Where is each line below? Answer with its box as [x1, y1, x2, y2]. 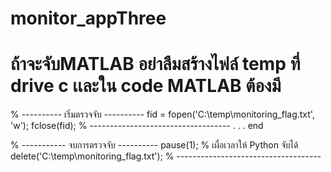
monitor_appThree [10, 7, 167, 30]
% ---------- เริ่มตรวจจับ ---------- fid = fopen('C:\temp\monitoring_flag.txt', [10, 108, 315, 121]
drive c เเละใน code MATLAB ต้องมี [10, 75, 282, 97]
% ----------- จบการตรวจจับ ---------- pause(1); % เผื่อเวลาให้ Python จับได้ [10, 139, 299, 151]
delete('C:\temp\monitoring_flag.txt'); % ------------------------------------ [10, 150, 322, 162]
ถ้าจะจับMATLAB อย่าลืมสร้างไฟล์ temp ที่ [10, 53, 301, 76]
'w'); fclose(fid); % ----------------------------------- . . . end [10, 120, 264, 132]
